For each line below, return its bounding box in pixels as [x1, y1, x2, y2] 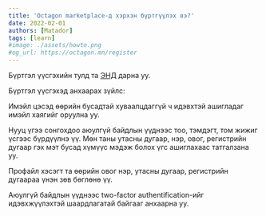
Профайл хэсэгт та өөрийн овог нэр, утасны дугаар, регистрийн [8, 167, 229, 175]
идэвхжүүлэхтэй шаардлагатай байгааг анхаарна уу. [8, 198, 189, 208]
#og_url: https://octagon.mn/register [8, 49, 137, 57]
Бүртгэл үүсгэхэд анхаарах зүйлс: [8, 86, 125, 96]
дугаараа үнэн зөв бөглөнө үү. [8, 175, 113, 184]
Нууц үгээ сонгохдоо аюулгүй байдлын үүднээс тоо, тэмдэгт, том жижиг [8, 125, 258, 135]
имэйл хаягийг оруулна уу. [8, 110, 100, 120]
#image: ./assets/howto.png [8, 41, 102, 49]
